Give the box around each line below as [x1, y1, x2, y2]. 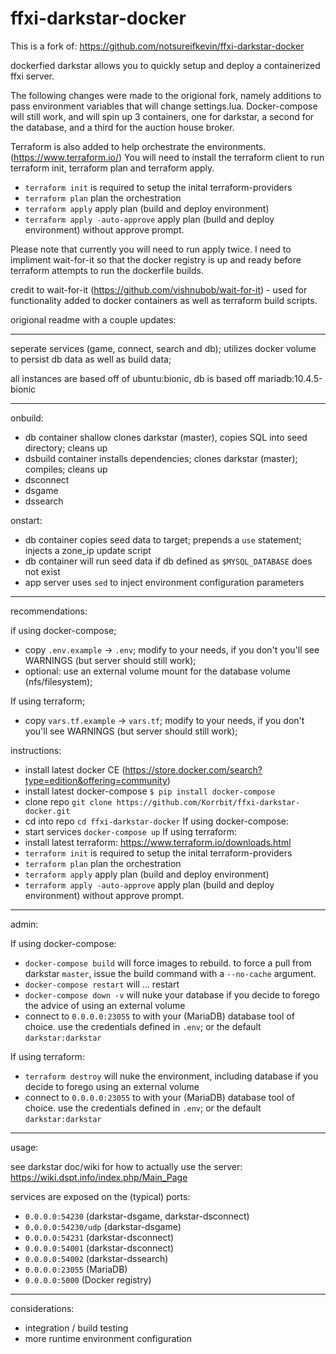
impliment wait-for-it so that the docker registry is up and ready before [10, 253, 302, 266]
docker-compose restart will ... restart [24, 978, 180, 990]
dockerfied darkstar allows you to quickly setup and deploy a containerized [10, 59, 321, 71]
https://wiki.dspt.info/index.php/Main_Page [10, 1171, 188, 1183]
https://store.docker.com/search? [124, 763, 263, 776]
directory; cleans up [24, 442, 108, 454]
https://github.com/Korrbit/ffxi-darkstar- [116, 797, 301, 807]
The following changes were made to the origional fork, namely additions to [10, 89, 322, 101]
